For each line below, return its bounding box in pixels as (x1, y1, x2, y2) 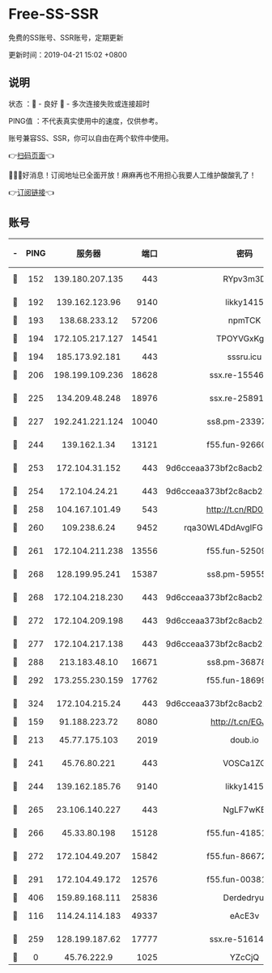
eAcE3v (229, 910, 260, 921)
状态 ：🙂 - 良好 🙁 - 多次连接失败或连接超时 (8, 99, 150, 108)
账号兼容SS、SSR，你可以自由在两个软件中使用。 (8, 133, 173, 142)
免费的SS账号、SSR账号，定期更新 (8, 32, 124, 42)
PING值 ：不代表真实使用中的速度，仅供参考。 (8, 116, 163, 125)
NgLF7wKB (222, 804, 266, 815)
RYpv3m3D (222, 273, 266, 284)
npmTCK (227, 315, 261, 326)
